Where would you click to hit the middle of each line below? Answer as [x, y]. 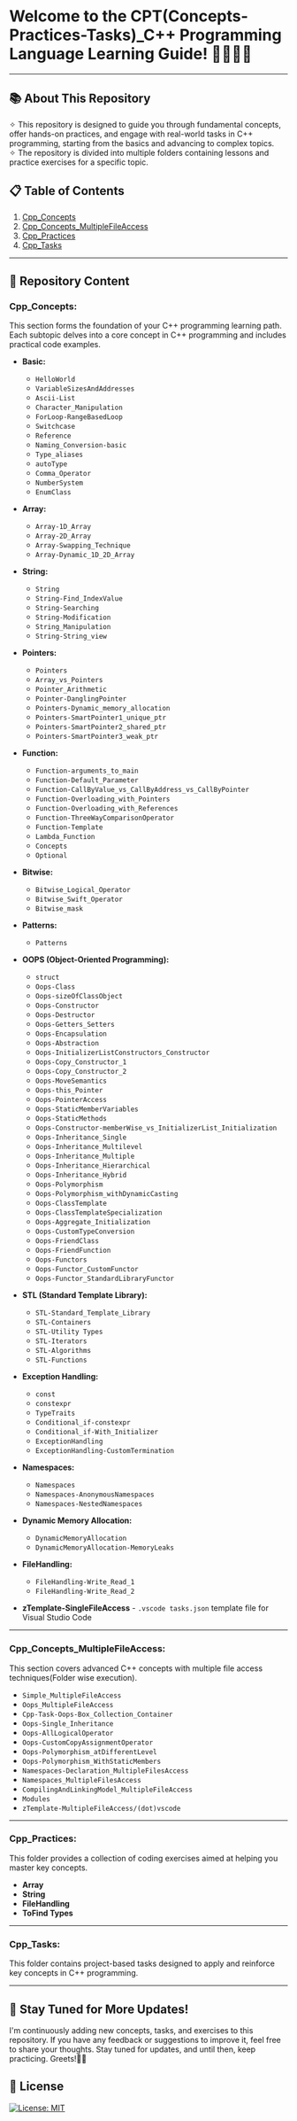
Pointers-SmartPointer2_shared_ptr [100, 727]
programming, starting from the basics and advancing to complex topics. [142, 143]
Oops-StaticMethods [71, 1119]
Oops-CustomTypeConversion [85, 1232]
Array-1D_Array [63, 527]
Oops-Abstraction [67, 1044]
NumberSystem [59, 483]
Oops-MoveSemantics [71, 1081]
